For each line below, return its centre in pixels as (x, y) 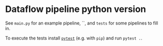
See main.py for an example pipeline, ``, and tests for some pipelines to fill (82, 23)
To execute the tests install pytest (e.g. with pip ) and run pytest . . (74, 38)
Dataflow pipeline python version (76, 9)
